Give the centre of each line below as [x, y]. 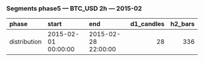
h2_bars [182, 24]
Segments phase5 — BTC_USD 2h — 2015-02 [74, 8]
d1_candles [148, 24]
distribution [25, 42]
